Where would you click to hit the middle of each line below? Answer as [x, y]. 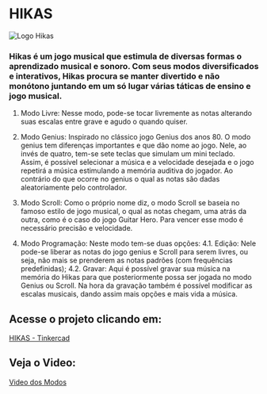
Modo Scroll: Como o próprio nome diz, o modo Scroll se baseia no [130, 203]
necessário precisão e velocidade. [76, 228]
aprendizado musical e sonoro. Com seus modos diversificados [134, 66]
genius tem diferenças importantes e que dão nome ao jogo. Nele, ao [133, 145]
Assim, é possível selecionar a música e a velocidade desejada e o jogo [137, 163]
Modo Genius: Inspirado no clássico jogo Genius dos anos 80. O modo [135, 137]
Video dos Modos [38, 382]
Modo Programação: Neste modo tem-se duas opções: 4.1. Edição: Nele [138, 243]
